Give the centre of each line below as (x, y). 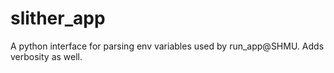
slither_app (58, 18)
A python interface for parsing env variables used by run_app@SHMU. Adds (167, 46)
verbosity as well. (46, 56)
